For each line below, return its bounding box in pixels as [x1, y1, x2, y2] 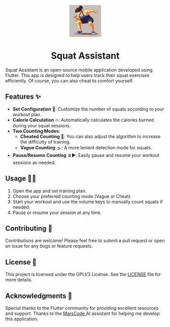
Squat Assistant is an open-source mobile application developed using [5, 67, 153, 73]
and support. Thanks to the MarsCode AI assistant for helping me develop [5, 311, 160, 316]
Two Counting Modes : [12, 128, 60, 134]
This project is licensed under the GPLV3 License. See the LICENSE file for [5, 271, 161, 278]
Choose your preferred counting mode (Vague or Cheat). [12, 193, 132, 199]
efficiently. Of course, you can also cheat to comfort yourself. [5, 77, 133, 84]
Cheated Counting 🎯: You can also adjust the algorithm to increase [20, 133, 161, 140]
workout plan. [12, 111, 42, 117]
